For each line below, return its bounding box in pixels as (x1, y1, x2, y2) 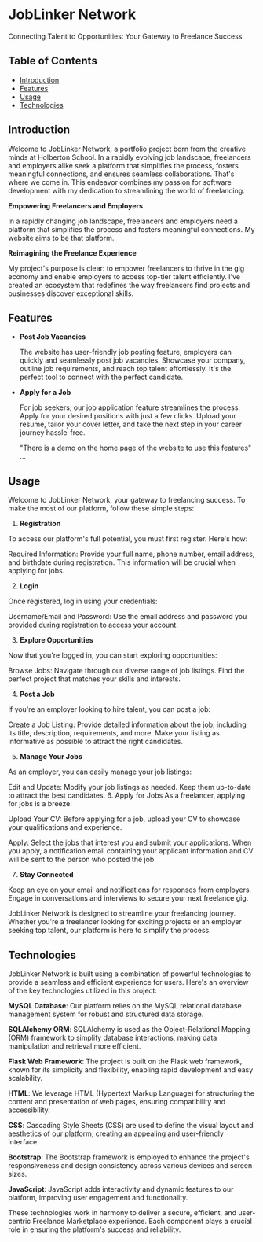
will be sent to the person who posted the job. (8, 855, 157, 864)
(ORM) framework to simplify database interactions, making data (8, 1033, 217, 1042)
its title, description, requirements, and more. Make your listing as (8, 728, 220, 738)
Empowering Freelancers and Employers (8, 201, 144, 210)
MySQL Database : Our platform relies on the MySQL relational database (8, 1001, 242, 1010)
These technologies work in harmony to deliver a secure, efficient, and (8, 1208, 237, 1217)
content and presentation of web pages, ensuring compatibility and (8, 1097, 226, 1106)
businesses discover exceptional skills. (8, 289, 134, 298)
